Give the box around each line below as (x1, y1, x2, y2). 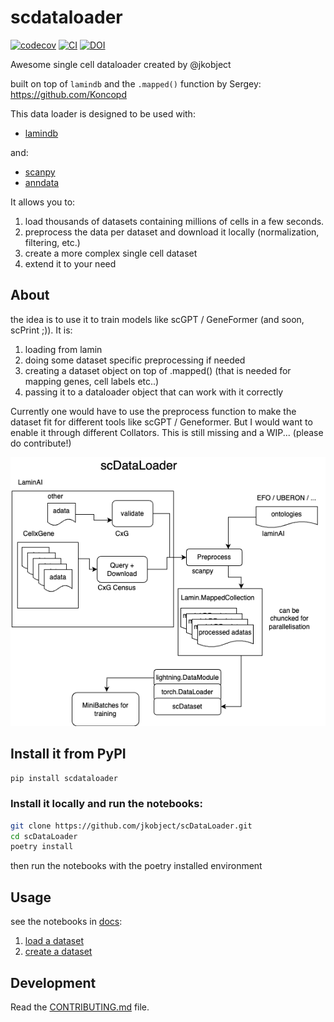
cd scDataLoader (10, 831, 78, 841)
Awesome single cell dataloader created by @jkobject (10, 58, 232, 70)
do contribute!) (10, 437, 72, 449)
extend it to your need (24, 257, 117, 270)
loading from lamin (24, 343, 103, 355)
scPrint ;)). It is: (10, 324, 73, 336)
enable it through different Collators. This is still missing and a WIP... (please (10, 426, 324, 438)
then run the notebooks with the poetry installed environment (10, 860, 263, 872)
